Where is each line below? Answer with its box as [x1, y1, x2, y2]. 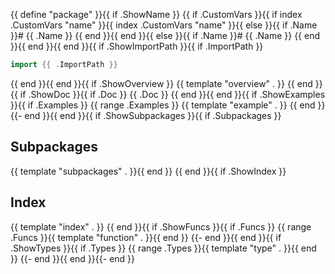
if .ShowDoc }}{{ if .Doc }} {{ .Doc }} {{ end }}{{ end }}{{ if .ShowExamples [19, 88, 326, 100]
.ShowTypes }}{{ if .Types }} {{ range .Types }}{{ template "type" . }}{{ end [10, 242, 317, 254]
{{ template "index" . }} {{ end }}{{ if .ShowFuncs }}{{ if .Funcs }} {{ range [10, 220, 312, 233]
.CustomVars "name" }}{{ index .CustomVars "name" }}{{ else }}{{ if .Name [10, 19, 318, 31]
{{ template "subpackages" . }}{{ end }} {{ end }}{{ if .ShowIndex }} [10, 165, 287, 177]
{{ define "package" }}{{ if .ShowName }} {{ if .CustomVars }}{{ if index [10, 9, 303, 20]
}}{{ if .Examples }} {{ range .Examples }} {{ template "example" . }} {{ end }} [10, 99, 326, 111]
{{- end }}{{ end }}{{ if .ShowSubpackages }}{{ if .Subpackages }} [10, 109, 282, 121]
